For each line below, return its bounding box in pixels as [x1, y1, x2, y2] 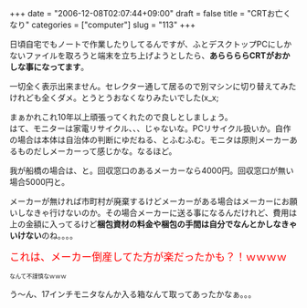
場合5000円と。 [9, 177, 70, 187]
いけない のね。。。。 [9, 231, 78, 241]
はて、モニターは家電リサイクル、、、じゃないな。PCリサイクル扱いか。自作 [9, 123, 291, 134]
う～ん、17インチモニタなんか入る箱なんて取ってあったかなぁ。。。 [9, 289, 257, 299]
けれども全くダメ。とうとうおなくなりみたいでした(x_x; [9, 92, 219, 103]
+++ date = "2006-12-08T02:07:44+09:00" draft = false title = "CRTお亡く [9, 8, 291, 18]
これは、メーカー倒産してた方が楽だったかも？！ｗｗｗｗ [9, 251, 288, 263]
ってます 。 [48, 62, 90, 72]
